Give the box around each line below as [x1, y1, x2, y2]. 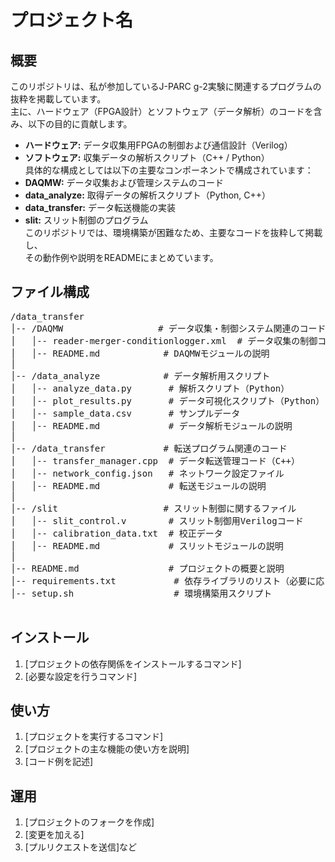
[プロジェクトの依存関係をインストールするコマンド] [24, 657, 242, 670]
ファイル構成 [10, 284, 90, 301]
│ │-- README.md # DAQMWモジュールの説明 [10, 347, 270, 359]
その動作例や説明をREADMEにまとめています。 [24, 252, 219, 263]
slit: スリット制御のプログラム [24, 214, 149, 226]
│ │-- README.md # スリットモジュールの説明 [10, 540, 284, 551]
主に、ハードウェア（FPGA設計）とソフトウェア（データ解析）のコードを [10, 106, 314, 117]
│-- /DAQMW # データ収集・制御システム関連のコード [10, 322, 327, 334]
